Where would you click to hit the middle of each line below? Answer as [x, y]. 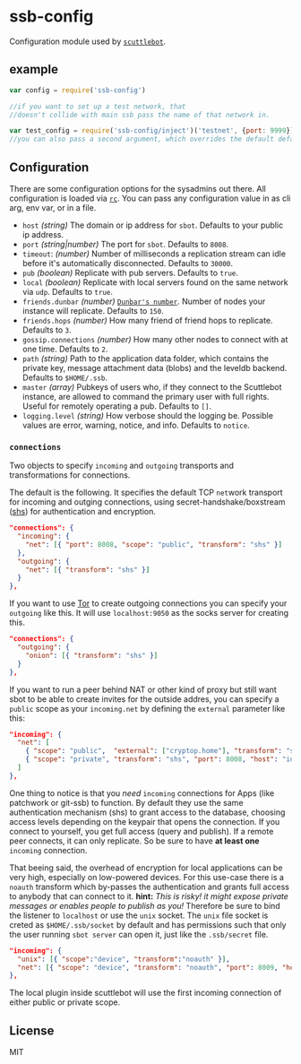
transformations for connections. [70, 475]
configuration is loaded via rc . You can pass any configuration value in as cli [150, 198]
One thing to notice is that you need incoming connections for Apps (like [142, 793]
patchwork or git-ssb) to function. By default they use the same [126, 802]
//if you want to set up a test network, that [98, 106]
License [32, 1030]
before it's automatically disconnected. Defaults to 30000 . [128, 263]
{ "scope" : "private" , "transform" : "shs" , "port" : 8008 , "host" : [152, 759]
